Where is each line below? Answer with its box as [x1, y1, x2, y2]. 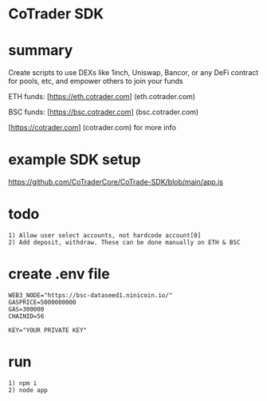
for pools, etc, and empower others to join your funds [8, 77, 183, 86]
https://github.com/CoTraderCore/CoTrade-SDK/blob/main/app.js [8, 177, 223, 187]
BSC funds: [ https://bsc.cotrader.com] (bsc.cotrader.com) [8, 107, 199, 117]
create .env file [8, 265, 110, 284]
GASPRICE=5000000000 [8, 298, 77, 306]
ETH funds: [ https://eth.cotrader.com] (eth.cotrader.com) [8, 92, 196, 101]
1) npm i [8, 379, 37, 387]
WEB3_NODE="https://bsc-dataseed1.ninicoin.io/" [8, 291, 173, 300]
